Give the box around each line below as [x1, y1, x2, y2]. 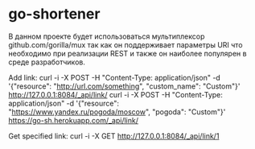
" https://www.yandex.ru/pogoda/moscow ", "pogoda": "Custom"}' [8, 106, 226, 117]
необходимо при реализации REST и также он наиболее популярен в [8, 48, 247, 58]
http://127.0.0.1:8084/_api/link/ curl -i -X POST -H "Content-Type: [8, 89, 224, 99]
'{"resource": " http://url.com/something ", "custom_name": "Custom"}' [8, 81, 241, 91]
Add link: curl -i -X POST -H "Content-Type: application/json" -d [8, 72, 221, 82]
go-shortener [8, 5, 101, 23]
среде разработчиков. [8, 57, 86, 67]
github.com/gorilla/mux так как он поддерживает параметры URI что [8, 39, 243, 49]
